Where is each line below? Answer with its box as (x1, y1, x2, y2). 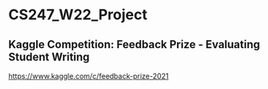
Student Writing (8, 50, 90, 63)
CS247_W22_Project (8, 6, 147, 24)
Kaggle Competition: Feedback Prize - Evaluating (8, 38, 261, 51)
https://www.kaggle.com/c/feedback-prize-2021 (8, 71, 169, 81)
